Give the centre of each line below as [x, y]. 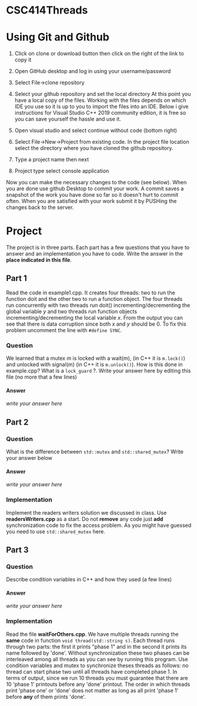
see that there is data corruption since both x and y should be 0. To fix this [96, 324]
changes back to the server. [40, 207]
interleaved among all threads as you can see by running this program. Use [97, 659]
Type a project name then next [52, 160]
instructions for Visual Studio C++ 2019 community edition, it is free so [100, 113]
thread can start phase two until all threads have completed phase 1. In [92, 671]
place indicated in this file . [39, 260]
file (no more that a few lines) [42, 377]
